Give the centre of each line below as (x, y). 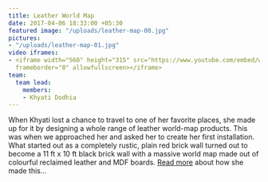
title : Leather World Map (51, 16)
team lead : (33, 82)
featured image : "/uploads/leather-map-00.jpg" (89, 30)
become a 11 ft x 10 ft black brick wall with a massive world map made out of (134, 154)
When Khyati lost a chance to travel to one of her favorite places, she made (132, 120)
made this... (28, 171)
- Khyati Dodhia (50, 97)
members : (37, 90)
